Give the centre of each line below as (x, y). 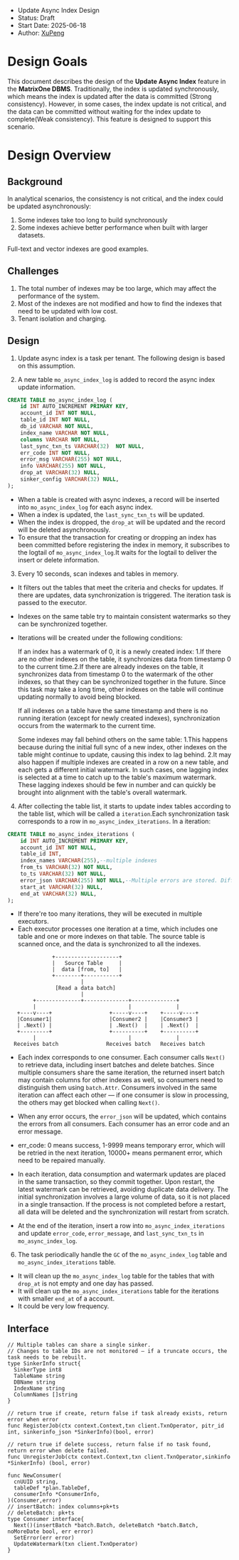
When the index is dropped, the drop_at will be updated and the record (121, 522)
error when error (33, 1420)
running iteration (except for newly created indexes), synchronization (119, 718)
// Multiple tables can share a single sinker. (79, 1345)
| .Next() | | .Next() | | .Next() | (108, 1026)
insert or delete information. (58, 560)
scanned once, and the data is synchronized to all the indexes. (109, 944)
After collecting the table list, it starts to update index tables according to (124, 806)
